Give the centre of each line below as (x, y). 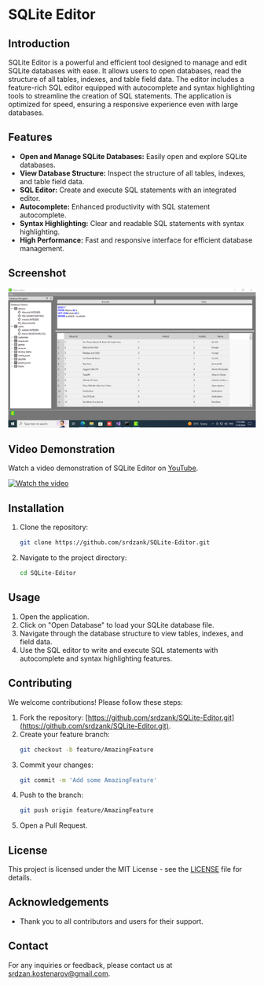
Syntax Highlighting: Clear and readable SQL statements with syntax (132, 223)
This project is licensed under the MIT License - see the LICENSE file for (125, 869)
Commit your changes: (56, 765)
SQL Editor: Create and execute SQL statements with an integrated (128, 190)
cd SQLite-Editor (48, 573)
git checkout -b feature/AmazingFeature (86, 750)
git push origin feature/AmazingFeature (86, 810)
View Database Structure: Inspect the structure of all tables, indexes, (132, 173)
